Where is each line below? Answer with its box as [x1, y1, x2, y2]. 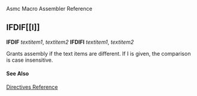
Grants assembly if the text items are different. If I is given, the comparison [6, 50, 191, 57]
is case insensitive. [6, 56, 53, 64]
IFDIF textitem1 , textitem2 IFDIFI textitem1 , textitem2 [6, 38, 134, 46]
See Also [6, 70, 29, 77]
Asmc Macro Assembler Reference [6, 5, 92, 12]
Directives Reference [6, 83, 58, 91]
